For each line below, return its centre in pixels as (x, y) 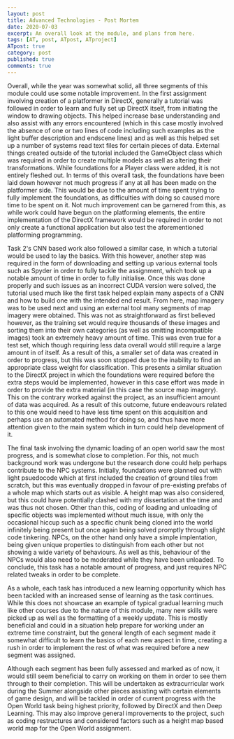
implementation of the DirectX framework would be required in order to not (115, 220)
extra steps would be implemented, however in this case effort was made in (116, 382)
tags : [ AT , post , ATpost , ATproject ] (62, 40)
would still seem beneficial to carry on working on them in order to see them (117, 676)
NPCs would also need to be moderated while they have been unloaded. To (116, 559)
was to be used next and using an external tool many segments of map (109, 308)
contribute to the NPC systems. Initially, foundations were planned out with (115, 470)
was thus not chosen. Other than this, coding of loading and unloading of (112, 507)
